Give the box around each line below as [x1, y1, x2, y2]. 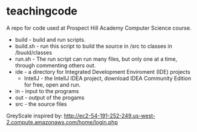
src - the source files [15, 100, 68, 107]
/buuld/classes [15, 48, 53, 56]
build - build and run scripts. [15, 36, 86, 43]
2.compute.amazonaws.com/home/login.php [6, 118, 118, 125]
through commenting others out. [15, 62, 96, 69]
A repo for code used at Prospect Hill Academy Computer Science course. [6, 24, 192, 31]
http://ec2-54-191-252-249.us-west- [63, 112, 156, 119]
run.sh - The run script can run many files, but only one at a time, [15, 55, 178, 62]
